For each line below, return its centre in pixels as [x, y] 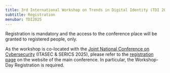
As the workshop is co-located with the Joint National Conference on [77, 49]
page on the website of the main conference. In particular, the [70, 60]
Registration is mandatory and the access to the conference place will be [81, 34]
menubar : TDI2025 [24, 19]
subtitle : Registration [30, 15]
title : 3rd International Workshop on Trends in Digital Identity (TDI [82, 10]
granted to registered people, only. [41, 39]
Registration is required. [39, 65]
